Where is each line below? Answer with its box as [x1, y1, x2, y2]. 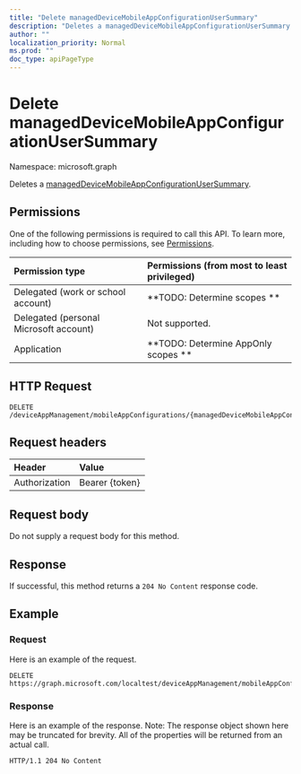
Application [13, 343, 62, 355]
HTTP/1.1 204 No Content [9, 756, 102, 765]
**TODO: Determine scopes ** [147, 291, 280, 303]
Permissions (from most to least [147, 259, 288, 272]
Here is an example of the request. [9, 654, 137, 665]
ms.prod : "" [9, 47, 54, 56]
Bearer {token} [79, 476, 141, 489]
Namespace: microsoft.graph [9, 161, 117, 171]
